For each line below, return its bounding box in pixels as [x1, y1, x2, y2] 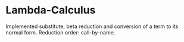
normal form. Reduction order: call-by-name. [5, 29, 116, 36]
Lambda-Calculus [5, 3, 96, 17]
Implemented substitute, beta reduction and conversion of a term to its [5, 23, 179, 30]
